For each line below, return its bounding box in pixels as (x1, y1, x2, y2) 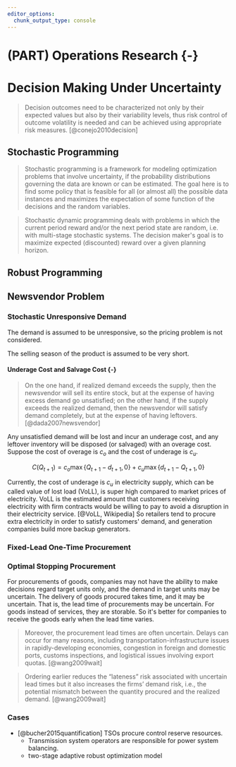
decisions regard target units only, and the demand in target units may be (7, 585, 220, 594)
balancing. (27, 744, 58, 752)
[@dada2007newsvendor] (24, 418, 101, 427)
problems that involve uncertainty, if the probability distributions (24, 172, 211, 181)
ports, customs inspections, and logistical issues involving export (24, 651, 214, 660)
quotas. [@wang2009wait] (24, 659, 102, 667)
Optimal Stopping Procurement (7, 561, 116, 571)
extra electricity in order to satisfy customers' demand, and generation (7, 517, 213, 526)
